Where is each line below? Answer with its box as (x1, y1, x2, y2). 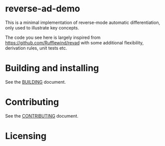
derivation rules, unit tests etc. (5, 45, 68, 51)
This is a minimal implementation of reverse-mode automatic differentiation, (5, 19, 161, 25)
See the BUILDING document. (5, 79, 66, 85)
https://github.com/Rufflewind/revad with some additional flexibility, (5, 39, 144, 45)
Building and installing (5, 63, 99, 74)
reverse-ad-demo (5, 3, 81, 14)
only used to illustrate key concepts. (5, 24, 80, 30)
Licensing (5, 131, 47, 142)
